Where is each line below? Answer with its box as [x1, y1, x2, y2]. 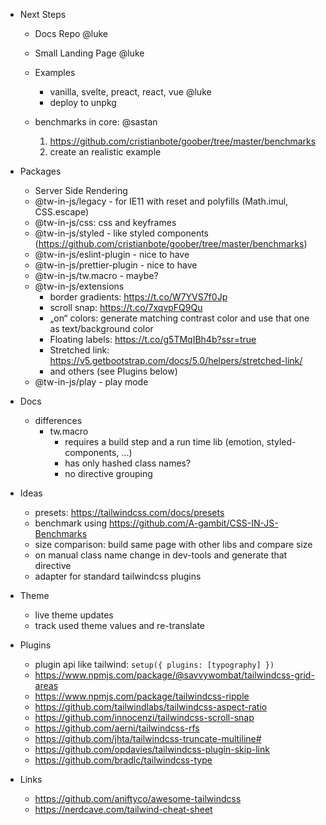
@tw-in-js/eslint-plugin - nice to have [34, 249, 190, 260]
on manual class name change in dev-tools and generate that [34, 549, 288, 561]
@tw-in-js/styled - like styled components [34, 227, 209, 239]
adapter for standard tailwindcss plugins [34, 570, 202, 582]
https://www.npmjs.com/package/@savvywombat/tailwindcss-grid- [34, 669, 315, 681]
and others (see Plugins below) [49, 365, 178, 377]
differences [34, 415, 83, 426]
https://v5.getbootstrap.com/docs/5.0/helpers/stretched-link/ [49, 355, 303, 366]
